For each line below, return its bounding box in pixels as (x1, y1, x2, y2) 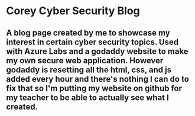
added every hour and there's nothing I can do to (6, 74, 189, 84)
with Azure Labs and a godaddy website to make (6, 46, 188, 56)
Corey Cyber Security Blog (6, 4, 140, 18)
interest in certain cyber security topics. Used (6, 37, 179, 47)
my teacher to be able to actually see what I (6, 92, 170, 102)
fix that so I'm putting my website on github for (6, 83, 182, 93)
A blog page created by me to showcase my (6, 28, 170, 38)
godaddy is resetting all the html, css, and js (6, 65, 172, 75)
